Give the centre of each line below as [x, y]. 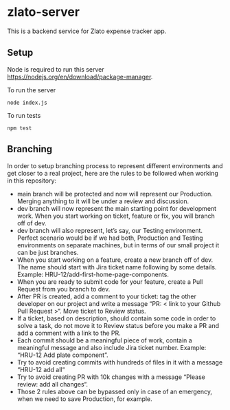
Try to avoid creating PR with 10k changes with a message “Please [111, 377]
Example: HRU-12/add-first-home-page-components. [93, 274]
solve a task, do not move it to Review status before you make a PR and [118, 325]
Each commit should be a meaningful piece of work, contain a [104, 340]
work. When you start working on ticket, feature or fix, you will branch [116, 216]
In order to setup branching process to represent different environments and [115, 165]
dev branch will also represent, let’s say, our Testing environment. [110, 230]
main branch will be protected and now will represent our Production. [115, 194]
